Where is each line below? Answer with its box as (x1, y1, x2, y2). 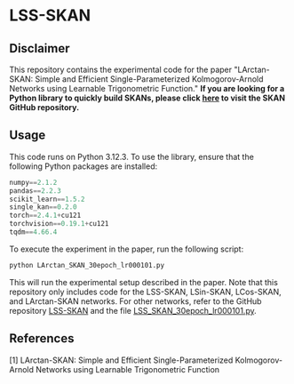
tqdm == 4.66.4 (9, 228, 58, 236)
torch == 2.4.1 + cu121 (9, 211, 82, 220)
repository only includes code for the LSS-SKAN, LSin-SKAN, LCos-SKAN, (9, 286, 282, 297)
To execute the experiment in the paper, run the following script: (9, 244, 244, 254)
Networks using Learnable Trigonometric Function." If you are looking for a (9, 84, 285, 93)
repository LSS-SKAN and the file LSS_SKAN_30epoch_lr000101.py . (9, 305, 257, 316)
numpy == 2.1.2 (9, 178, 58, 187)
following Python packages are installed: (9, 161, 158, 172)
